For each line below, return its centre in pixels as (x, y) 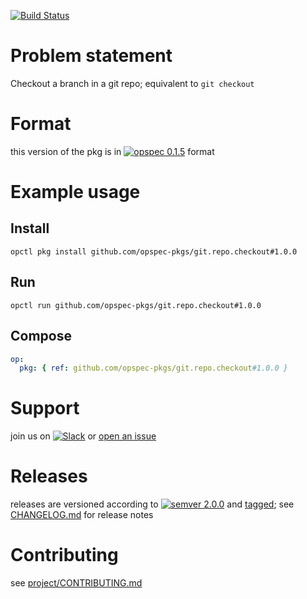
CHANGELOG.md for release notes (82, 515)
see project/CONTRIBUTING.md (76, 583)
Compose (41, 336)
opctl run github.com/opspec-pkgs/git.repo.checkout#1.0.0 (136, 305)
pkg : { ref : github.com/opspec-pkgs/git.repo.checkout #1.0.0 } (153, 368)
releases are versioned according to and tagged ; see (152, 504)
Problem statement (91, 56)
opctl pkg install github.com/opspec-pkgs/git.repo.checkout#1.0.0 (154, 251)
